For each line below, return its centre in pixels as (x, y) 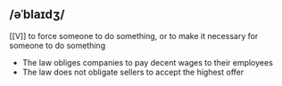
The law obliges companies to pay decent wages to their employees (148, 62)
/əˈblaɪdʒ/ (37, 15)
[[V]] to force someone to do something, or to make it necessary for (134, 35)
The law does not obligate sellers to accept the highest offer (133, 72)
